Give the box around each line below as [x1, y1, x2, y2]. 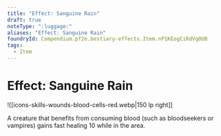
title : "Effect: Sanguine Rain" [7, 10, 100, 17]
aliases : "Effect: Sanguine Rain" [7, 29, 107, 36]
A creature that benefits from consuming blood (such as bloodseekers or [7, 114, 214, 122]
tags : [7, 42, 23, 49]
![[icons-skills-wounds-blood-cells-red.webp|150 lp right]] [7, 100, 173, 109]
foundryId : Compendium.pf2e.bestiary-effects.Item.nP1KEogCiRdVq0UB [7, 36, 208, 43]
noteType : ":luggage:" [7, 23, 72, 30]
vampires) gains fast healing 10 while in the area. [7, 121, 146, 129]
